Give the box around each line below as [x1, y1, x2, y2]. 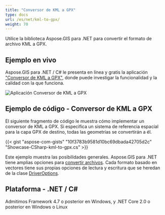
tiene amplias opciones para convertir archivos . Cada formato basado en [5, 159, 157, 165]
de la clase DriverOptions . [5, 170, 59, 176]
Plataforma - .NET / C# [5, 185, 78, 194]
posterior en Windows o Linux [5, 204, 68, 210]
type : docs [5, 12, 28, 17]
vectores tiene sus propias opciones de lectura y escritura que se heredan [5, 165, 160, 171]
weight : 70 [5, 21, 28, 27]
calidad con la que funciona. [5, 80, 65, 86]
